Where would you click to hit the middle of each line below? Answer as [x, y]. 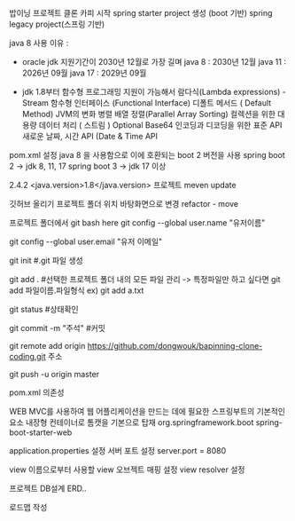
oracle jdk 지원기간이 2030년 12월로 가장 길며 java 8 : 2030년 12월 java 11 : [154, 62]
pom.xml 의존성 [37, 392]
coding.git [27, 356]
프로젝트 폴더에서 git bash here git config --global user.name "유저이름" [137, 223]
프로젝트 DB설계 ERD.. [48, 488]
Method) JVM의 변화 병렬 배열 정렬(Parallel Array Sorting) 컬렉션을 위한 [149, 114]
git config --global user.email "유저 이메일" [86, 241]
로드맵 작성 [28, 507]
